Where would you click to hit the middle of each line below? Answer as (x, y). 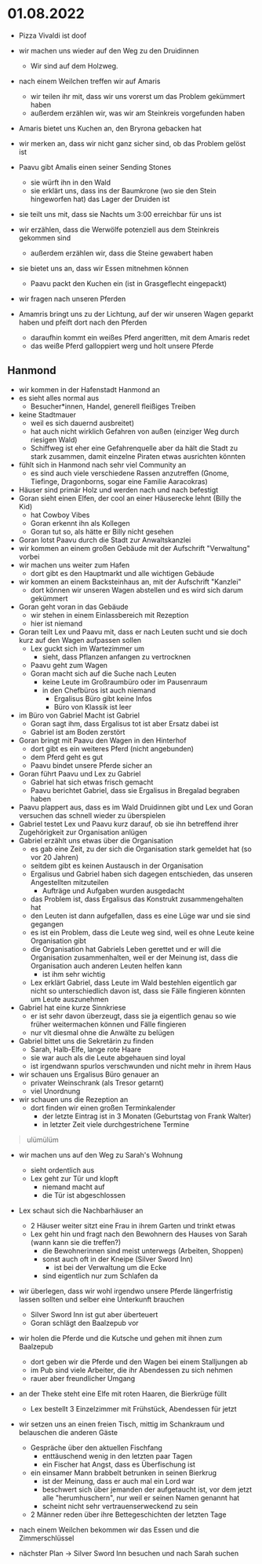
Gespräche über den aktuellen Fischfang (96, 1448)
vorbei (29, 556)
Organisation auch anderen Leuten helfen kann (106, 966)
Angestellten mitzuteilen (69, 882)
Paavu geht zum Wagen (69, 665)
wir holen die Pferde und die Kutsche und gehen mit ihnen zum (120, 1338)
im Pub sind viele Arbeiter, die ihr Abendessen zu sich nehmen (131, 1370)
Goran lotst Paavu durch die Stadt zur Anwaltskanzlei (105, 540)
